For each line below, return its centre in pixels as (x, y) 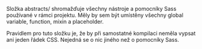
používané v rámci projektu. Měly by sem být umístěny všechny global (95, 15)
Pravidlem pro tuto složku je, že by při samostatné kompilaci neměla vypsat (101, 33)
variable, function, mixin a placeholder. (55, 21)
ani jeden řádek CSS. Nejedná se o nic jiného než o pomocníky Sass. (93, 40)
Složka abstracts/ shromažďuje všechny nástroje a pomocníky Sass (92, 9)
